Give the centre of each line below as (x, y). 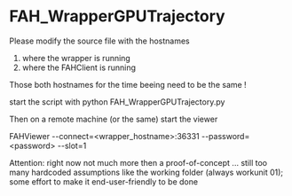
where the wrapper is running (76, 58)
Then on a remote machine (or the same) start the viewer (114, 119)
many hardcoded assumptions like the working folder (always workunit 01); (146, 172)
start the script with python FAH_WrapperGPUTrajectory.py (117, 102)
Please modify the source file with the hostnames (100, 41)
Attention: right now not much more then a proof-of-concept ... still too (138, 162)
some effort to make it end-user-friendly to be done (103, 181)
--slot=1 (72, 145)
